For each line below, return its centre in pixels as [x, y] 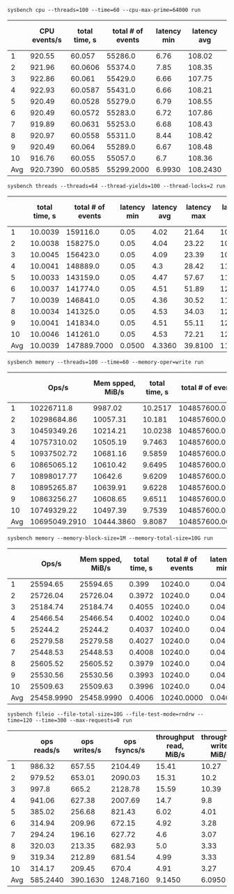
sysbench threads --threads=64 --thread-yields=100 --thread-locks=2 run [117, 186]
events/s [47, 40]
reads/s [47, 750]
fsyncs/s [130, 750]
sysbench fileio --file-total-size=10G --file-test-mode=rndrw [101, 714]
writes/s [87, 750]
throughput [175, 737]
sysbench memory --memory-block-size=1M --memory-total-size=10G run [110, 538]
